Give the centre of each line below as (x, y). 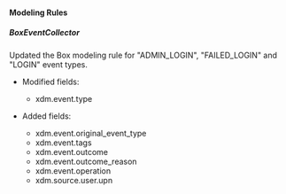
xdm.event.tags (63, 143)
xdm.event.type (64, 98)
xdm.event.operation (73, 171)
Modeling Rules (39, 12)
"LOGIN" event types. (49, 64)
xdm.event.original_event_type (91, 133)
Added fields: (46, 116)
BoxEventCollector (44, 33)
